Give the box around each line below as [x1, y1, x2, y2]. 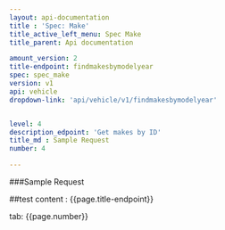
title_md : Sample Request [9, 136, 110, 145]
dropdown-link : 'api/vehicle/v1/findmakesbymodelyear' [9, 95, 218, 104]
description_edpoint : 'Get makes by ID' [9, 127, 162, 136]
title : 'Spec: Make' [9, 21, 90, 30]
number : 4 [9, 144, 46, 153]
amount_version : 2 [9, 54, 78, 63]
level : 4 [9, 119, 42, 128]
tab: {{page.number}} [9, 211, 89, 221]
